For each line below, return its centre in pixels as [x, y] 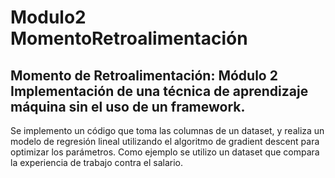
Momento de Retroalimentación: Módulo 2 [144, 75]
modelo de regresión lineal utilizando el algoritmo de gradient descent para [165, 141]
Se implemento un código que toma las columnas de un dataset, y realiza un [167, 130]
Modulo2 [48, 17]
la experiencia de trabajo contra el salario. [97, 162]
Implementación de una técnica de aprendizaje [159, 91]
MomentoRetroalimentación [129, 38]
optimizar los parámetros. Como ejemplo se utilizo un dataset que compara [165, 152]
